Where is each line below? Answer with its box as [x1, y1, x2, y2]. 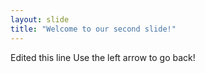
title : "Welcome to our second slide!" [10, 24, 177, 34]
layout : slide [10, 14, 70, 25]
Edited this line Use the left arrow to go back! [10, 51, 196, 63]
